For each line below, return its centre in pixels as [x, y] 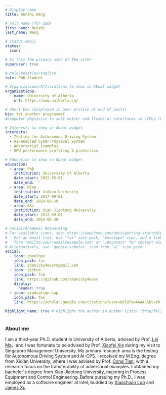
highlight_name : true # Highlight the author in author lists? [72, 311]
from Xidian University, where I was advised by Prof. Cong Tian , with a [77, 361]
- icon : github [25, 270]
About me [17, 329]
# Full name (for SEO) [28, 23]
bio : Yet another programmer [35, 114]
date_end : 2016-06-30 [36, 220]
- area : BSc [22, 206]
